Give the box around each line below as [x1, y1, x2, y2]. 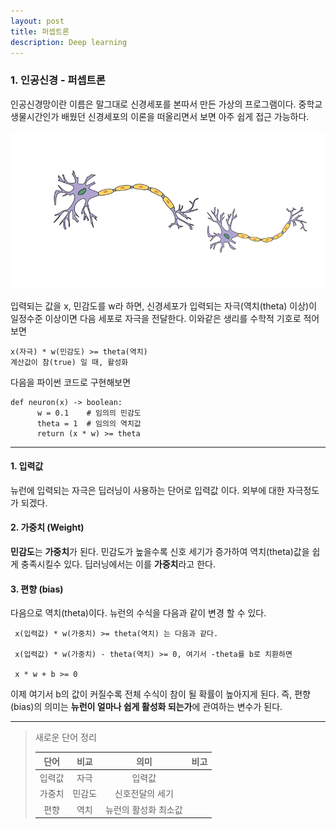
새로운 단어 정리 [34, 731, 97, 744]
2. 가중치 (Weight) [10, 521, 85, 534]
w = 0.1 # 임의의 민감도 [36, 408, 142, 418]
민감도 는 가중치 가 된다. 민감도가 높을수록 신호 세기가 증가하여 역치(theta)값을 [10, 546, 310, 558]
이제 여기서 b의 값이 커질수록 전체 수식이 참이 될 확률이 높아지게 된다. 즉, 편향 [10, 688, 311, 700]
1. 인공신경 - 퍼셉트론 [10, 73, 106, 87]
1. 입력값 [10, 460, 44, 472]
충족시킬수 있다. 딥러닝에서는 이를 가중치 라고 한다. [20, 558, 216, 570]
